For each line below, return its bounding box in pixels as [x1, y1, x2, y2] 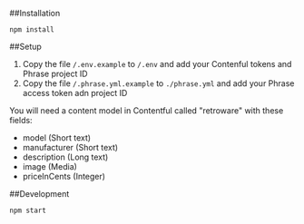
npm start [9, 206, 47, 215]
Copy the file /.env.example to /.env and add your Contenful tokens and [22, 59, 292, 69]
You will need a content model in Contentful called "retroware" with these [9, 105, 284, 116]
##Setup [9, 41, 43, 52]
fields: [9, 115, 34, 125]
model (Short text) [22, 132, 92, 143]
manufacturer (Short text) [22, 142, 119, 152]
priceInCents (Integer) [22, 171, 106, 181]
